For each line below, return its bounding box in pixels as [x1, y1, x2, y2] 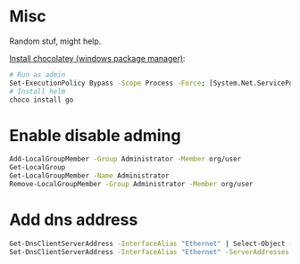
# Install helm [9, 87, 66, 95]
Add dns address [9, 210, 138, 230]
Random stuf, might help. [9, 36, 102, 46]
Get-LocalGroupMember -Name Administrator [9, 171, 170, 180]
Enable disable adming [9, 125, 181, 145]
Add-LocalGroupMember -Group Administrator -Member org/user [9, 154, 242, 164]
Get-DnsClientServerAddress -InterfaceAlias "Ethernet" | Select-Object [9, 239, 286, 248]
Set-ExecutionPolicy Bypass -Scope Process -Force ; [9, 78, 205, 87]
